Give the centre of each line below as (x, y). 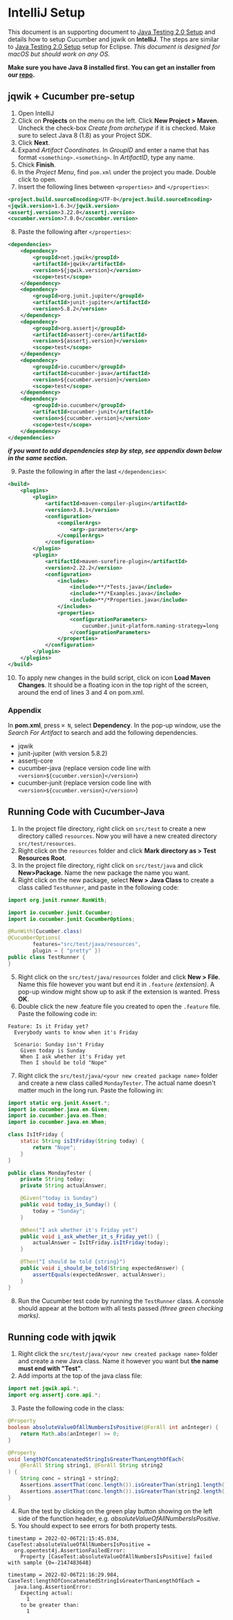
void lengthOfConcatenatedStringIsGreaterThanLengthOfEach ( (96, 1459)
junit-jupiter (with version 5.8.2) (63, 754)
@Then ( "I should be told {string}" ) (73, 1262)
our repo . (21, 75)
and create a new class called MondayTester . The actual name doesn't (117, 1083)
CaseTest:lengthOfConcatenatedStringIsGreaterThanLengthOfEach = (104, 1581)
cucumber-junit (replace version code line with (84, 783)
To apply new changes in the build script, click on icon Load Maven (114, 677)
